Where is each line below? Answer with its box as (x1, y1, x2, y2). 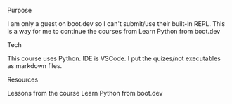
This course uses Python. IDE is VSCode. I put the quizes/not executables (7, 54, 221, 63)
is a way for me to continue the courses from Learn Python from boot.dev (7, 27, 221, 35)
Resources (7, 75, 39, 84)
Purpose (7, 6, 32, 14)
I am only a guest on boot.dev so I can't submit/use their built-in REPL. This (7, 20, 226, 27)
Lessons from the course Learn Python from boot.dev (7, 89, 163, 97)
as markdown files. (7, 62, 63, 70)
